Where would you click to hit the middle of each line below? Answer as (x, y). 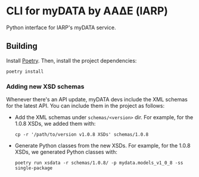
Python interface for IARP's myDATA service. (61, 27)
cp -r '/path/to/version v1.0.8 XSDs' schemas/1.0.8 (82, 135)
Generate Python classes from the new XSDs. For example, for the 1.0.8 (102, 146)
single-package (34, 168)
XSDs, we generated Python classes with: (66, 152)
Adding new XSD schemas (45, 86)
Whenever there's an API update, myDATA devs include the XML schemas (97, 100)
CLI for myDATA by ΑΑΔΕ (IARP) (87, 11)
